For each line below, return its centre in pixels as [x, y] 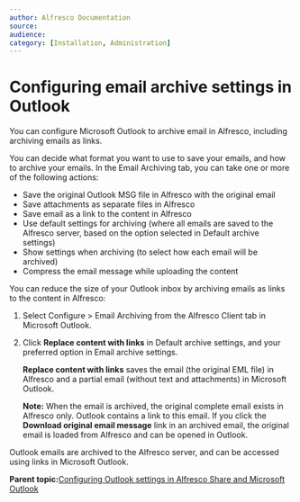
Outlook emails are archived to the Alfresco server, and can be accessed [144, 453]
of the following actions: [54, 177]
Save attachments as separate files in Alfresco [109, 204]
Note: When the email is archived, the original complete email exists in [153, 407]
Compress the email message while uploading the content [130, 272]
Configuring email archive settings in [151, 87]
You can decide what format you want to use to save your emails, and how [148, 158]
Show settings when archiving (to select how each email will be [140, 252]
